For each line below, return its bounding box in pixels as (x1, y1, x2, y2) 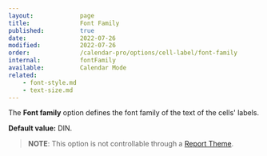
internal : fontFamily (8, 57, 116, 65)
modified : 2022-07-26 (8, 42, 116, 50)
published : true (8, 26, 94, 34)
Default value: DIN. (8, 123, 73, 133)
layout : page (8, 11, 94, 20)
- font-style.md (22, 78, 78, 86)
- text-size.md (22, 86, 74, 94)
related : (8, 71, 38, 79)
